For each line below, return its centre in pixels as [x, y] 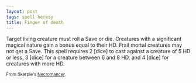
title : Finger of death [35, 22]
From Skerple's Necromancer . [36, 75]
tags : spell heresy [30, 17]
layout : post [22, 11]
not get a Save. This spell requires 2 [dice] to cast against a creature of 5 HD [98, 51]
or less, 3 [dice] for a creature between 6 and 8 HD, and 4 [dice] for [87, 58]
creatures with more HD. [35, 64]
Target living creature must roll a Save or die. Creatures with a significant [94, 39]
